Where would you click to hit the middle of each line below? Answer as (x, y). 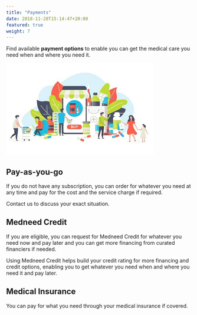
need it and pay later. (32, 273)
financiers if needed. (31, 249)
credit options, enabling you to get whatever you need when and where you (98, 267)
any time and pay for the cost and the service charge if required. (85, 192)
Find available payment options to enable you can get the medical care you (98, 49)
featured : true (25, 25)
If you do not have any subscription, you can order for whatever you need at (98, 186)
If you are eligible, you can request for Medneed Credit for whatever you (94, 237)
